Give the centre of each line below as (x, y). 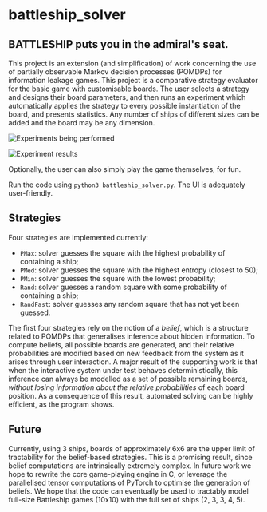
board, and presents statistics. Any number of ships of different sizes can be (134, 114)
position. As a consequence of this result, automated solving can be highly (131, 395)
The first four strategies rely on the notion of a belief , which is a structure (128, 327)
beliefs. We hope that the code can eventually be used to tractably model (128, 491)
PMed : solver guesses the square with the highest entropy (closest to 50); (139, 270)
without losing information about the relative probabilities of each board (126, 387)
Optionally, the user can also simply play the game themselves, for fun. (125, 169)
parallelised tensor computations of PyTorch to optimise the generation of (130, 482)
